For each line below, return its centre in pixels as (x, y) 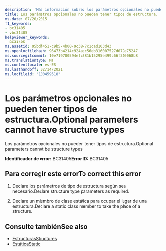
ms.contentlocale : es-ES (31, 65)
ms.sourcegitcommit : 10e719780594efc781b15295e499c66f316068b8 (72, 56)
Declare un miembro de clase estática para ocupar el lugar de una (80, 201)
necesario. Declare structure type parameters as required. (71, 191)
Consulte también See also (46, 227)
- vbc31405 (16, 33)
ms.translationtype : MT (30, 60)
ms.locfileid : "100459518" (33, 74)
